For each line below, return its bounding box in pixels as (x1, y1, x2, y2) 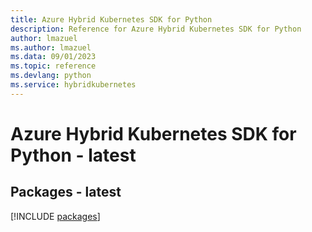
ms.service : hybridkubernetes (10, 80, 137, 90)
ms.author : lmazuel (10, 42, 92, 53)
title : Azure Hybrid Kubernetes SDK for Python (10, 14, 213, 25)
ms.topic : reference (10, 61, 97, 71)
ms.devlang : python (10, 71, 92, 81)
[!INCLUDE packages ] (10, 210, 101, 222)
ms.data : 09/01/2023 (10, 52, 97, 62)
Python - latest (10, 144, 137, 166)
